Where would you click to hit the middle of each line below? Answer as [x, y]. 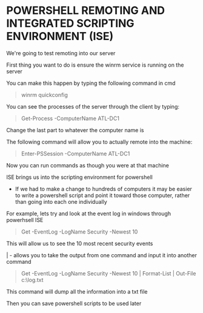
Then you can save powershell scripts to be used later [74, 303]
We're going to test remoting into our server [61, 53]
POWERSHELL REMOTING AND [86, 11]
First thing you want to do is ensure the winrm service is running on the [95, 65]
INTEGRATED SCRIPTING [70, 23]
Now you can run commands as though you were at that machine [88, 165]
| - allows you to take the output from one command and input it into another [102, 255]
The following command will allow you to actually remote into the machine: [99, 142]
